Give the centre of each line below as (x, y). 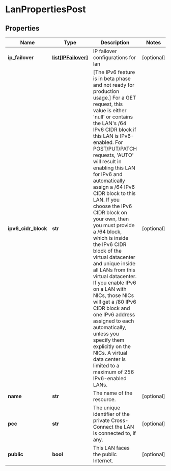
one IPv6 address (114, 315)
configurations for (115, 57)
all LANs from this (114, 270)
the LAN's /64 (110, 123)
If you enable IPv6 (115, 283)
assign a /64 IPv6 (114, 187)
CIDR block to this (114, 193)
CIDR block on (110, 213)
